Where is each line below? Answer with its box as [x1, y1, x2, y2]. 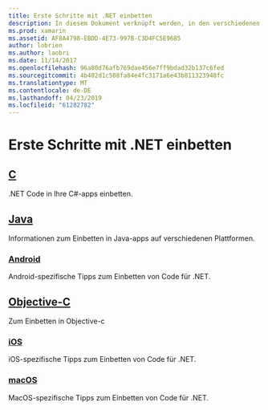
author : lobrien [8, 42, 63, 50]
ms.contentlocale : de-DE [8, 86, 91, 95]
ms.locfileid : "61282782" [8, 101, 95, 109]
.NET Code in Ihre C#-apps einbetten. [8, 189, 133, 199]
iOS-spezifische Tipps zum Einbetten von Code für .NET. [8, 355, 197, 364]
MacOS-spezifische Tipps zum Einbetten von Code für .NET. [8, 392, 209, 402]
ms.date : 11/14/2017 [8, 57, 78, 65]
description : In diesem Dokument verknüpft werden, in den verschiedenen [8, 19, 261, 27]
